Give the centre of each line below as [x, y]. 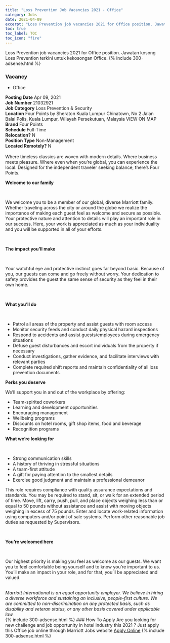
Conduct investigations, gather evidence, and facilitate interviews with [86, 356]
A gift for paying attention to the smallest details [62, 475]
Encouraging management [40, 413]
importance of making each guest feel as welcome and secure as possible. [83, 213]
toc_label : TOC [21, 33]
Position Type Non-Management [40, 140]
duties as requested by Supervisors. [43, 522]
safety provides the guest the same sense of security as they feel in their [81, 279]
